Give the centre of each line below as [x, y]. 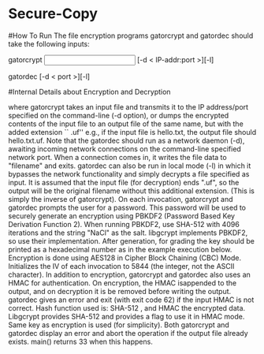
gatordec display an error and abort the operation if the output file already [128, 333]
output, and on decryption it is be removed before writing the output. [120, 291]
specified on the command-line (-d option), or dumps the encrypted [119, 115]
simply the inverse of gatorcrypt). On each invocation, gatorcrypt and [121, 199]
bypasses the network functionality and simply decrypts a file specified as [129, 173]
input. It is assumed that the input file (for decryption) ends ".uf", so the [124, 182]
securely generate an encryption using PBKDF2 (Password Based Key [121, 216]
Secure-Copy [53, 14]
